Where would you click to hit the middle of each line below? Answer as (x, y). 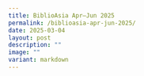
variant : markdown (38, 60)
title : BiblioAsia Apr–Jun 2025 (61, 15)
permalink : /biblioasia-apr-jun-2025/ (72, 23)
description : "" (35, 45)
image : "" (25, 52)
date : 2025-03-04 (37, 30)
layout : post (30, 38)
